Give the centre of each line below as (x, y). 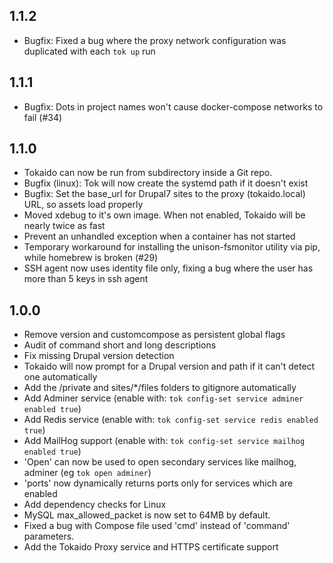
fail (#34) (43, 117)
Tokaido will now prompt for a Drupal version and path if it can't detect (169, 366)
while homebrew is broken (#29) (91, 258)
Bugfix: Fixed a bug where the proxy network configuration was (155, 40)
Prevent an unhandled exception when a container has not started (159, 236)
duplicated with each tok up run (89, 51)
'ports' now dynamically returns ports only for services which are (158, 483)
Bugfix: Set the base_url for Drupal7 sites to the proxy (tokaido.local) (164, 194)
